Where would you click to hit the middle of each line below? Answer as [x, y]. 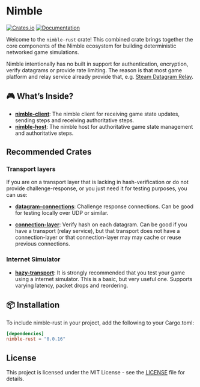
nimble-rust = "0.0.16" [36, 339]
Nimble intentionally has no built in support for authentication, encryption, [97, 64]
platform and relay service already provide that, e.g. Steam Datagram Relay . [100, 76]
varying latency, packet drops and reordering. [71, 285]
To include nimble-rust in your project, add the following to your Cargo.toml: [100, 323]
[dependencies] [25, 333]
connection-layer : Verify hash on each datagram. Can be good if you [101, 224]
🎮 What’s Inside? [40, 97]
